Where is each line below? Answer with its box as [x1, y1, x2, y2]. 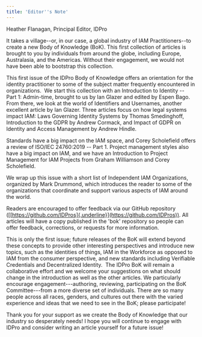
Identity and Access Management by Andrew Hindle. [6, 125, 137, 132]
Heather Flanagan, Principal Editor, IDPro [6, 25, 108, 32]
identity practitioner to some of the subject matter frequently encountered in [6, 80, 195, 88]
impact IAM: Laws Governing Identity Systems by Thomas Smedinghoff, [6, 112, 185, 120]
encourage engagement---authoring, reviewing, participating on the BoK [6, 280, 186, 287]
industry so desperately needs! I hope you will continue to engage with [6, 317, 182, 324]
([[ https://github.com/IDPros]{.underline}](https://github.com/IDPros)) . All [6, 211, 189, 218]
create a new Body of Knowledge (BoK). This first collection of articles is [6, 43, 186, 50]
